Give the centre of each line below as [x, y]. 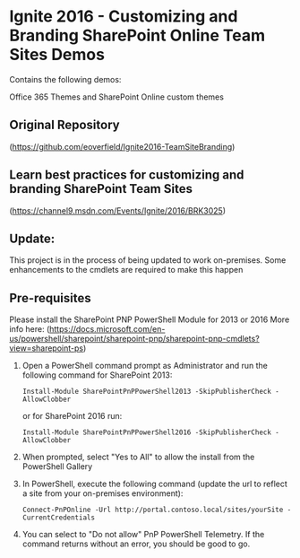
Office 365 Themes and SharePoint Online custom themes [116, 97]
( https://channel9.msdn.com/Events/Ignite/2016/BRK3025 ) [118, 210]
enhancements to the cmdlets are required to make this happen [126, 270]
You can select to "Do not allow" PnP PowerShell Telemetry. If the [143, 535]
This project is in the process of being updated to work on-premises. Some [148, 260]
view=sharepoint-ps [46, 348]
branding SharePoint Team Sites [101, 189]
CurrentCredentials [59, 518]
